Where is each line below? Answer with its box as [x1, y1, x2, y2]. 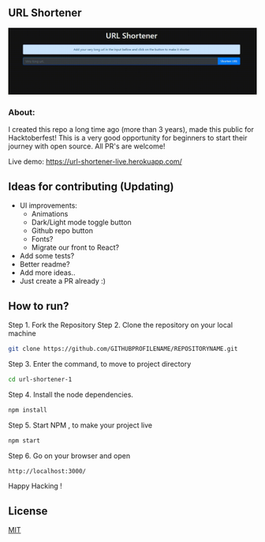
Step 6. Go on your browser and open [8, 450, 131, 461]
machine [8, 329, 37, 338]
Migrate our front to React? [31, 243, 120, 252]
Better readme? [19, 260, 70, 269]
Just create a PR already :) [19, 277, 106, 286]
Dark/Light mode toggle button [31, 217, 132, 228]
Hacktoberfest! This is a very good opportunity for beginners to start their [8, 134, 248, 143]
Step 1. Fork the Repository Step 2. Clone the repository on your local [8, 320, 233, 330]
